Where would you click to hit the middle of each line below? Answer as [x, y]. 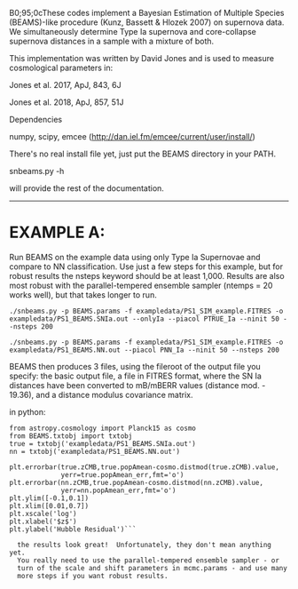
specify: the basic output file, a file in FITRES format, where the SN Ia [135, 376]
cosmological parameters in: [61, 68]
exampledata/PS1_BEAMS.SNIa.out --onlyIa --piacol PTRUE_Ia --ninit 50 [144, 319]
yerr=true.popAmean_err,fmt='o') [122, 474]
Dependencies [36, 119]
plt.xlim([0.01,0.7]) [49, 505]
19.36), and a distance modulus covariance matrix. [101, 394]
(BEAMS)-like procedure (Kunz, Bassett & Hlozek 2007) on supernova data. [147, 22]
